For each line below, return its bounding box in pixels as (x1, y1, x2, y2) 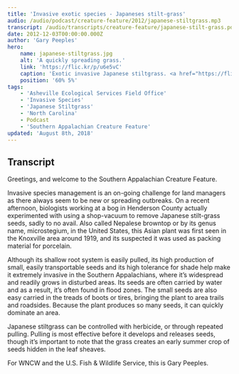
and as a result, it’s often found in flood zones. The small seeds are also (7, 286, 218, 294)
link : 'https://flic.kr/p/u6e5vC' (20, 63, 122, 71)
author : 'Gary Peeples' (7, 37, 78, 44)
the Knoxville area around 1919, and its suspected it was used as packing (7, 234, 221, 243)
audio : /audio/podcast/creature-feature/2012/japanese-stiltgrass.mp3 (7, 17, 221, 24)
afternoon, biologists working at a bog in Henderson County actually (7, 204, 208, 212)
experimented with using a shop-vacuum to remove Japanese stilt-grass (7, 212, 221, 220)
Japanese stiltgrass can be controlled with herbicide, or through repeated (7, 322, 223, 331)
